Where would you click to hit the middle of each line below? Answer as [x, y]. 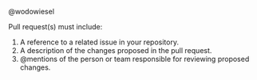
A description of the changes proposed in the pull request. [116, 50]
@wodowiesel [31, 11]
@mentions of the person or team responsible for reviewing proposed [134, 59]
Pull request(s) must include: [55, 27]
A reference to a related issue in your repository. [99, 42]
